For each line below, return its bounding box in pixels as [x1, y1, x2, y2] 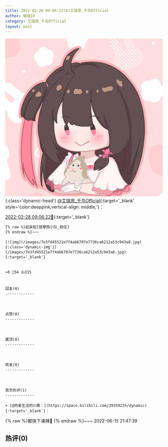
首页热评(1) [5, 388, 27, 393]
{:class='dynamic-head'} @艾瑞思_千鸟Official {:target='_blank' [5, 198, 134, 204]
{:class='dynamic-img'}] [5, 245, 57, 250]
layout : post [5, 24, 32, 29]
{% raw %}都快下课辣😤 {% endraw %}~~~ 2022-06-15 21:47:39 [5, 418, 137, 424]
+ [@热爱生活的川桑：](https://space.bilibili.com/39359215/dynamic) [5, 403, 147, 408]
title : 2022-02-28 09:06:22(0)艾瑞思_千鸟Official [5, 8, 109, 13]
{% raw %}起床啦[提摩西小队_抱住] [5, 225, 69, 230]
